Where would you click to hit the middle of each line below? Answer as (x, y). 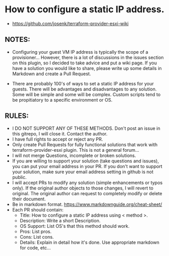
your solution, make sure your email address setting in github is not (83, 172)
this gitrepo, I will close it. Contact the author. (60, 133)
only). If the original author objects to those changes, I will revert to (83, 188)
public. (19, 177)
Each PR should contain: (38, 210)
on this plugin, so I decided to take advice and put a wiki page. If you (84, 63)
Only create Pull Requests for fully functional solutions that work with (85, 145)
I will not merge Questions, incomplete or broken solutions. (74, 155)
